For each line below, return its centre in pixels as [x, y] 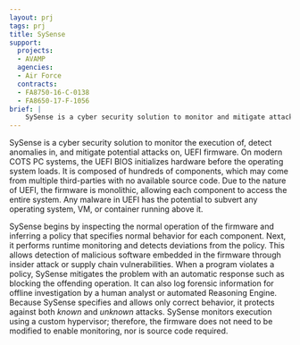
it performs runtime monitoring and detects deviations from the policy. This [147, 246]
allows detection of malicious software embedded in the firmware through [145, 255]
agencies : [35, 68]
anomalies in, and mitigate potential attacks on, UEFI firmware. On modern [146, 152]
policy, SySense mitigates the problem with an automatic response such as [147, 274]
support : [25, 42]
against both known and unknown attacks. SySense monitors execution [141, 312]
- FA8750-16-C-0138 [54, 92]
